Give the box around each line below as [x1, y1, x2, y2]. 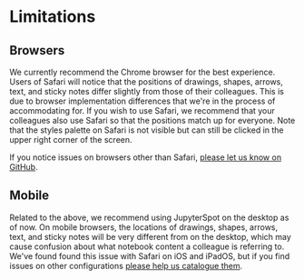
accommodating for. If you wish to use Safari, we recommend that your [9, 105, 275, 115]
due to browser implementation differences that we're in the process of [9, 95, 276, 106]
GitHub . [9, 162, 38, 172]
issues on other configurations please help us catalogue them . [9, 260, 243, 271]
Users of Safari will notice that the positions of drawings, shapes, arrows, [9, 76, 284, 87]
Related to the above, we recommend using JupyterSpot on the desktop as [9, 212, 289, 223]
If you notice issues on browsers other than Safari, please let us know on [9, 152, 282, 163]
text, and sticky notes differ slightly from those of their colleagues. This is [9, 86, 284, 96]
